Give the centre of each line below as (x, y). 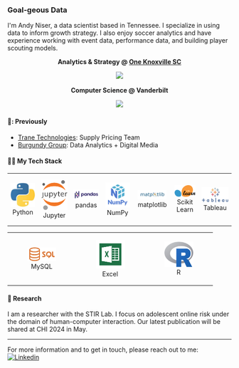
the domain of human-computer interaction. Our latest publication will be (114, 322)
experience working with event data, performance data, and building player (118, 41)
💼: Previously (27, 121)
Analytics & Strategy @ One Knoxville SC (119, 62)
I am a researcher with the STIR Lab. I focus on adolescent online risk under (118, 314)
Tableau (215, 207)
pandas (86, 205)
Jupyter (54, 215)
